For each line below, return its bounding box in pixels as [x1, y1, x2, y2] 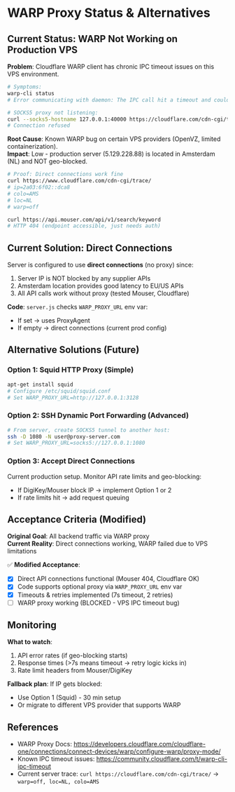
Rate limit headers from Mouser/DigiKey [17, 666, 133, 675]
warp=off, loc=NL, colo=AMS [17, 779, 99, 786]
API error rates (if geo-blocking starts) [17, 651, 128, 660]
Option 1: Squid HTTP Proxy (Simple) [7, 365, 134, 375]
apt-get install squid [7, 381, 73, 388]
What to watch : [7, 638, 52, 646]
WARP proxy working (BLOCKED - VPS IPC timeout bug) [17, 598, 180, 607]
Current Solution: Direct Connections [7, 242, 173, 254]
